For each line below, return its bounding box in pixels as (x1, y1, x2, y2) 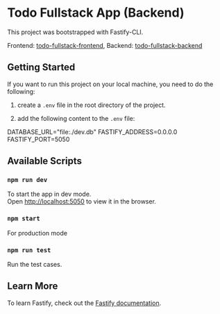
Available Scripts (7, 155, 82, 167)
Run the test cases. (7, 261, 62, 269)
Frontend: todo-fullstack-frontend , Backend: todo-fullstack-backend (7, 41, 203, 49)
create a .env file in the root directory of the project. (17, 101, 166, 109)
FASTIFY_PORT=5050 (7, 135, 70, 143)
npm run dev (7, 176, 48, 184)
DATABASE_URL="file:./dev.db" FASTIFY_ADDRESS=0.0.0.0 (7, 127, 178, 136)
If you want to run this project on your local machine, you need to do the (7, 80, 214, 88)
